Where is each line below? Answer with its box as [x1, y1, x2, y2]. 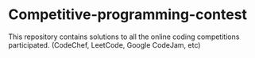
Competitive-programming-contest [8, 6, 248, 24]
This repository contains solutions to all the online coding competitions [8, 32, 240, 41]
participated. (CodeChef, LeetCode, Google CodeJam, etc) [8, 40, 201, 49]
